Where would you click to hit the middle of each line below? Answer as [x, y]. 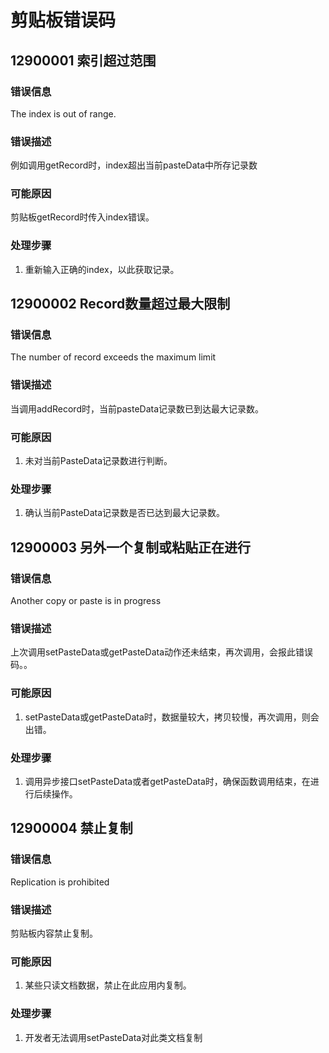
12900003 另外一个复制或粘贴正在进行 [131, 547]
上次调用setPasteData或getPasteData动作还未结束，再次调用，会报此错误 [162, 652]
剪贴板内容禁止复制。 [54, 933]
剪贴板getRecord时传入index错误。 [82, 217]
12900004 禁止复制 [71, 828]
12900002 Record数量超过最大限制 [120, 304]
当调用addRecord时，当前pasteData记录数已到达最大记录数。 [137, 408]
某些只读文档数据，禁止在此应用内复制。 [108, 985]
